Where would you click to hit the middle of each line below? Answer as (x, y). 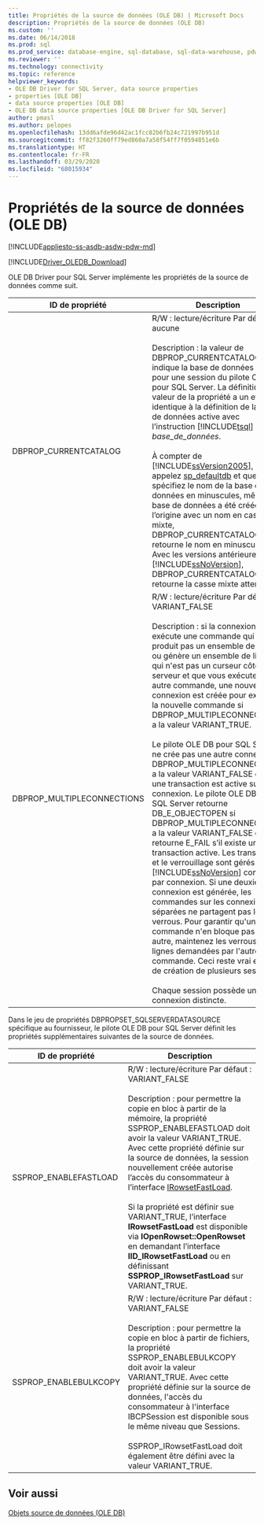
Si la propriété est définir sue (181, 1207)
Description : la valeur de (198, 347)
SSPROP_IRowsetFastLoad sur (185, 1275)
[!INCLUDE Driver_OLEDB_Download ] (68, 261)
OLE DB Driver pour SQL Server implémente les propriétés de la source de (128, 277)
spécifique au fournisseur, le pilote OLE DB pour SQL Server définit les (122, 1027)
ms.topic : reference (42, 74)
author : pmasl (31, 118)
